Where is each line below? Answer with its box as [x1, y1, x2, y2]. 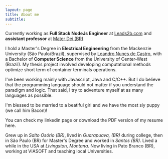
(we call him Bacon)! [5, 107, 48, 113]
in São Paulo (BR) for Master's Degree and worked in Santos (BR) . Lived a [5, 137, 157, 143]
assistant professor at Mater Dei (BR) [5, 36, 84, 42]
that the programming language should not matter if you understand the [5, 82, 154, 88]
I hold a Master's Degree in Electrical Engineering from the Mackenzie [5, 46, 151, 52]
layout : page [5, 7, 33, 13]
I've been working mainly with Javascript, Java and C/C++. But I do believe [5, 76, 160, 83]
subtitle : [5, 17, 26, 22]
